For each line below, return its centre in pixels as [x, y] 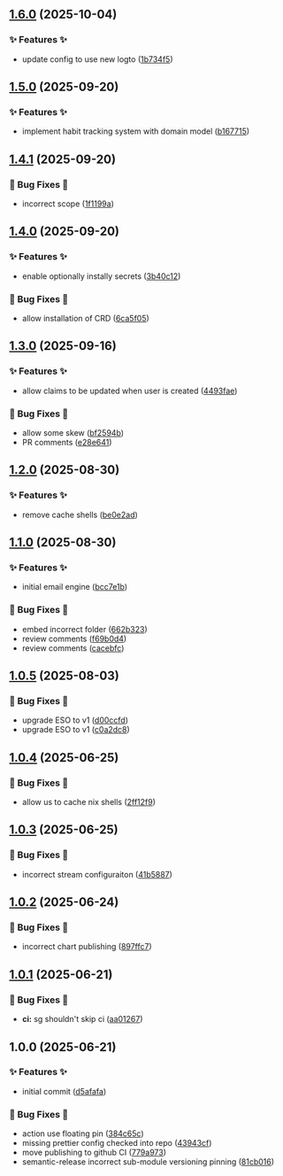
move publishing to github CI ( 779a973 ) [94, 1153]
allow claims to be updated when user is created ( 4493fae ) [130, 391]
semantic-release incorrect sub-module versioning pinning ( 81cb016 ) [148, 1162]
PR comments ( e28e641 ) [67, 443]
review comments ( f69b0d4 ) [74, 638]
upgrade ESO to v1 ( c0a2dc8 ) [76, 730]
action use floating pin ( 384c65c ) [83, 1133]
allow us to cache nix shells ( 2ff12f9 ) [89, 802]
